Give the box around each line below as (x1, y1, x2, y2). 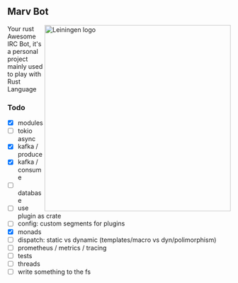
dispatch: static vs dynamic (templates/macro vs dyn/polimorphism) (17, 235, 217, 244)
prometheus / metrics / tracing (17, 243, 107, 252)
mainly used (7, 62, 43, 70)
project (7, 55, 28, 63)
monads (17, 227, 42, 236)
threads (17, 259, 40, 268)
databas (17, 189, 42, 197)
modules (17, 118, 44, 127)
